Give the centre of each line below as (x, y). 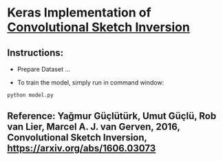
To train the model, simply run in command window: (91, 83)
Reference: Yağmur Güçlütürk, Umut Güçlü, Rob (112, 116)
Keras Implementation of (79, 13)
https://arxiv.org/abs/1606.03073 (82, 148)
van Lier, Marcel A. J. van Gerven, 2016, (94, 127)
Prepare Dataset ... (44, 69)
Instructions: (35, 53)
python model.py (30, 95)
